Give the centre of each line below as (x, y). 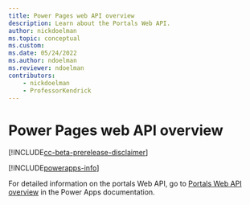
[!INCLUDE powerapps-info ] (54, 168)
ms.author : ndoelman (43, 61)
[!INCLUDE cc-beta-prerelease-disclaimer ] (78, 153)
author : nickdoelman (43, 31)
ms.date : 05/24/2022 (43, 53)
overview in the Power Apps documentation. (82, 192)
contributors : (32, 76)
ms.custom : (27, 46)
